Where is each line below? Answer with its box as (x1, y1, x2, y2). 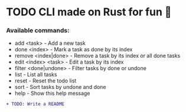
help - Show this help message (14, 90, 90, 97)
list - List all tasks (14, 71, 57, 78)
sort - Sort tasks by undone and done (14, 84, 106, 91)
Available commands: (6, 27, 70, 35)
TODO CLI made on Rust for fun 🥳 (6, 5, 172, 19)
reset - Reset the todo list (14, 77, 77, 84)
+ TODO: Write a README (6, 101, 65, 107)
